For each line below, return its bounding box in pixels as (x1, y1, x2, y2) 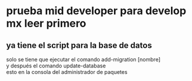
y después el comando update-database (6, 62, 106, 69)
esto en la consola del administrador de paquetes (6, 69, 128, 75)
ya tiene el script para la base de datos (6, 40, 152, 50)
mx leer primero (6, 17, 86, 30)
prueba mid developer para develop (6, 4, 187, 18)
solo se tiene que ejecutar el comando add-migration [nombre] (6, 56, 161, 63)
